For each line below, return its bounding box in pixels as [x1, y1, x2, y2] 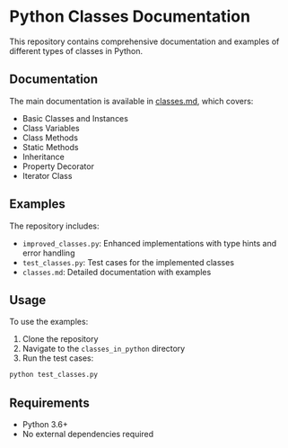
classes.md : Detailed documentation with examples [22, 266, 212, 277]
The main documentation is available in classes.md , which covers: [9, 95, 254, 106]
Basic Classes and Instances [22, 112, 128, 123]
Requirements [9, 395, 90, 410]
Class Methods [22, 132, 79, 143]
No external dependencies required [22, 429, 154, 440]
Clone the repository [22, 334, 99, 345]
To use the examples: [9, 317, 89, 327]
